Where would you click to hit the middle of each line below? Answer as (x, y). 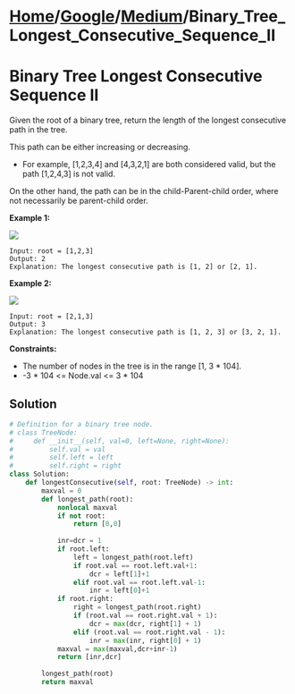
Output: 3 (28, 325)
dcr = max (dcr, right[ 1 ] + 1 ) (145, 623)
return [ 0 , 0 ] (97, 524)
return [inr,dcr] (89, 657)
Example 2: (30, 284)
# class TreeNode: (43, 432)
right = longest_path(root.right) (137, 607)
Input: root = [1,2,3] (51, 251)
